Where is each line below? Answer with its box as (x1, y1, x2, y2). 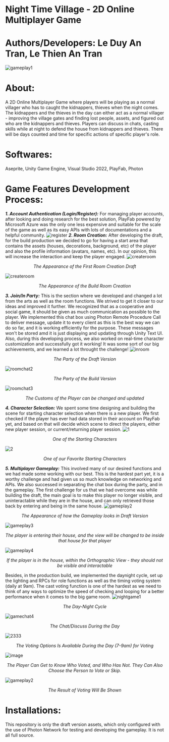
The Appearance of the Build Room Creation (38, 282, 131, 289)
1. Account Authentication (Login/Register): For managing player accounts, (5, 210, 164, 216)
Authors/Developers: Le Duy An (5, 37, 142, 49)
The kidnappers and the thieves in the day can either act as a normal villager (5, 110, 164, 116)
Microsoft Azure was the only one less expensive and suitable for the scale (5, 221, 161, 227)
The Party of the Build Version (53, 375, 116, 381)
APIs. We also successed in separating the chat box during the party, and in (5, 481, 163, 487)
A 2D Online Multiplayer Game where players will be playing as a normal (5, 99, 155, 105)
